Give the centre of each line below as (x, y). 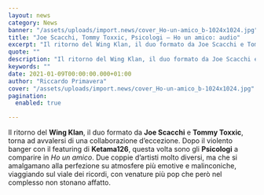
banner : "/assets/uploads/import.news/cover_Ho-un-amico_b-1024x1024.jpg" (133, 30)
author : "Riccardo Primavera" (58, 81)
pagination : (27, 96)
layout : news (29, 15)
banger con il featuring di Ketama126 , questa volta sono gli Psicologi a (123, 149)
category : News (33, 23)
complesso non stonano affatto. (60, 182)
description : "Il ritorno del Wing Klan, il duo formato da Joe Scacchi (130, 60)
